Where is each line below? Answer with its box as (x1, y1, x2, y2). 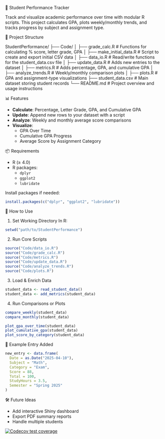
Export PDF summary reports (12, 413, 71, 419)
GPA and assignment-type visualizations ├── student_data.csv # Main (5, 75, 149, 81)
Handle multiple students (12, 419, 63, 424)
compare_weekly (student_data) (5, 310, 67, 315)
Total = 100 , (9, 374, 36, 379)
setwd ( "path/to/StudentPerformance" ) (5, 227, 83, 232)
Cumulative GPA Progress (19, 133, 72, 139)
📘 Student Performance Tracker (5, 5, 70, 10)
